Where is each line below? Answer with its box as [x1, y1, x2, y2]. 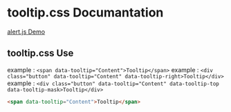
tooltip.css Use [7, 47, 74, 59]
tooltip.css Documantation [7, 5, 164, 21]
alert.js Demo [7, 27, 46, 36]
